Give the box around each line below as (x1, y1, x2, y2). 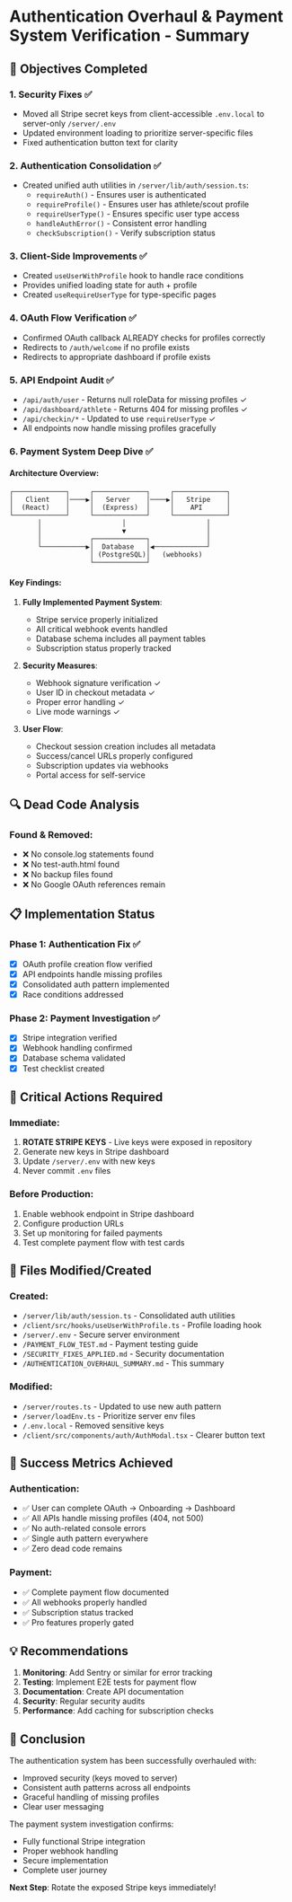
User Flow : (22, 724, 64, 735)
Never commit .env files (22, 1166, 111, 1176)
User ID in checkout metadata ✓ (35, 687, 155, 698)
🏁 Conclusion (9, 1731, 85, 1747)
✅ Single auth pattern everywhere (22, 1533, 148, 1544)
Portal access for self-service (35, 770, 146, 780)
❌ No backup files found (22, 869, 114, 880)
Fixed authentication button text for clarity (22, 136, 178, 147)
